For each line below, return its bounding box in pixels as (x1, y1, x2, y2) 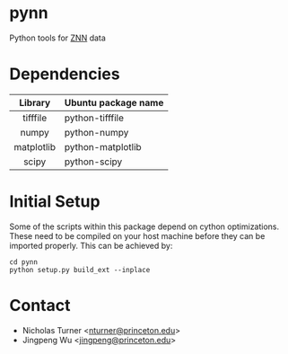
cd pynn (9, 257, 39, 267)
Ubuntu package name (64, 96, 164, 109)
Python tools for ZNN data (9, 32, 106, 43)
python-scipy (64, 155, 123, 168)
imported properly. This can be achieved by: (9, 240, 173, 251)
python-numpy (64, 126, 129, 138)
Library (19, 96, 51, 109)
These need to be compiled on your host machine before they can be (9, 230, 266, 241)
